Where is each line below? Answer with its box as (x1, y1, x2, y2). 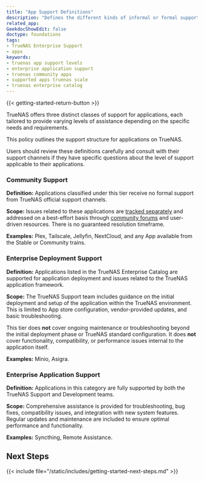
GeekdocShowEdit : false (6, 26, 67, 32)
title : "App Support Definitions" (6, 9, 94, 15)
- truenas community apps (6, 71, 72, 77)
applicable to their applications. (6, 161, 85, 167)
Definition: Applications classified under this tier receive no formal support (6, 189, 194, 197)
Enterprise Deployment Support (6, 254, 102, 262)
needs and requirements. (6, 124, 69, 131)
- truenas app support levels (6, 60, 83, 66)
